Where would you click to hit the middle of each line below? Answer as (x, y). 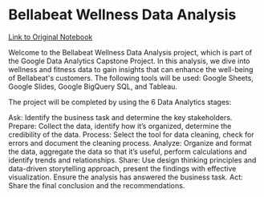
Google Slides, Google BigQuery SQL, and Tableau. (93, 86)
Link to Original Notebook (51, 37)
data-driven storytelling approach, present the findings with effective (122, 168)
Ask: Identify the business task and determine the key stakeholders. (120, 117)
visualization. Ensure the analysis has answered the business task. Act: (126, 177)
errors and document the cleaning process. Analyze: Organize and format (130, 143)
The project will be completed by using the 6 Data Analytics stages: (120, 102)
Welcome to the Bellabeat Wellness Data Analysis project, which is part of (130, 52)
